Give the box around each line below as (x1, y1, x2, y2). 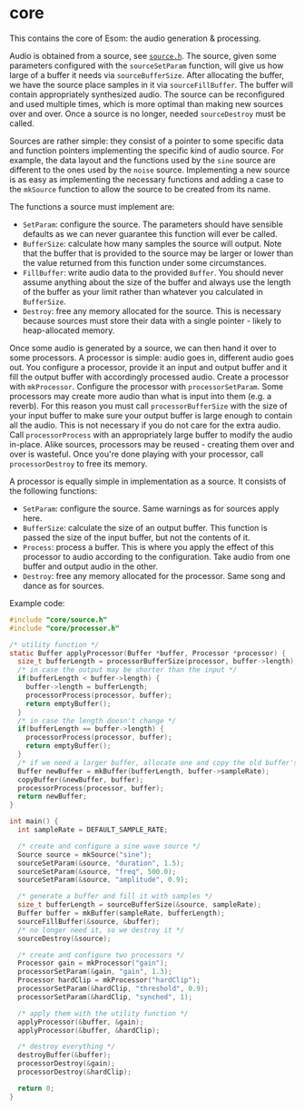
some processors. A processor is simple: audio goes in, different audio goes (9, 352, 295, 363)
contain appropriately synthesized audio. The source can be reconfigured (9, 89, 285, 100)
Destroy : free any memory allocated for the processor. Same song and (22, 570, 286, 581)
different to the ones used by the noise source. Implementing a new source (9, 164, 290, 175)
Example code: (9, 597, 65, 608)
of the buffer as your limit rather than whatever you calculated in (22, 286, 263, 297)
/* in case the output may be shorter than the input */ (17, 665, 238, 674)
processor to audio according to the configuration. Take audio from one (22, 551, 290, 562)
